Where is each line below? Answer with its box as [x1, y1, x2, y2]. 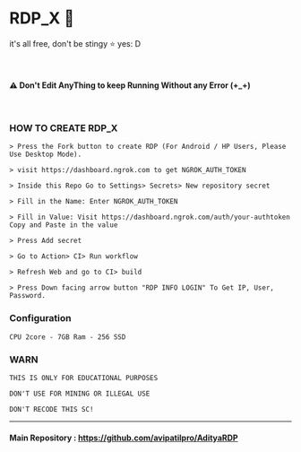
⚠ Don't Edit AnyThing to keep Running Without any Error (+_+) [9, 80, 251, 91]
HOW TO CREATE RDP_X [9, 122, 118, 135]
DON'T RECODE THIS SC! [9, 405, 94, 414]
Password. [9, 291, 47, 300]
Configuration [9, 312, 72, 325]
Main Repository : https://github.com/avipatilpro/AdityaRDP [9, 432, 239, 443]
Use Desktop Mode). [9, 150, 82, 160]
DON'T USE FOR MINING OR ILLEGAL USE [9, 389, 150, 398]
